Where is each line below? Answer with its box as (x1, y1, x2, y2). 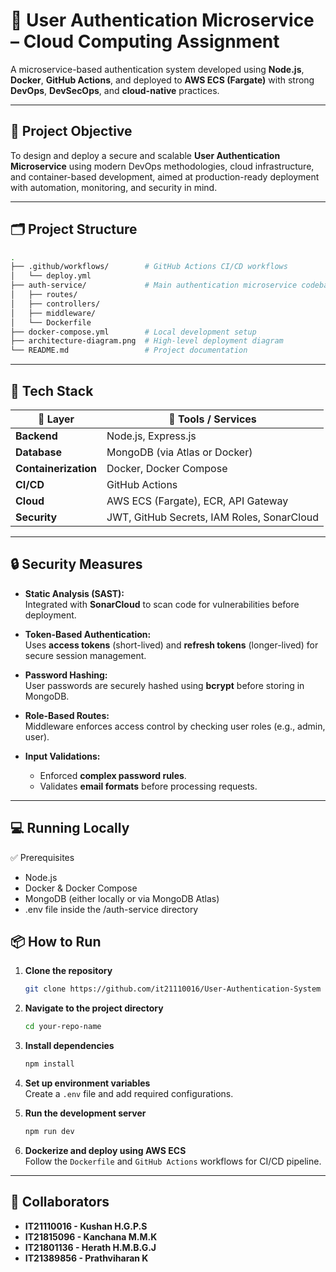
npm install (24, 1059, 75, 1069)
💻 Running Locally (10, 820, 130, 837)
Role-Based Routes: (24, 709, 110, 721)
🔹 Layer (37, 412, 75, 426)
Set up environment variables (24, 1077, 151, 1089)
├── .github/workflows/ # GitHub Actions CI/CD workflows (10, 262, 288, 272)
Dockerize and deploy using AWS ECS (24, 1144, 187, 1156)
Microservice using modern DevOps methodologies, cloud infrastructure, (10, 160, 315, 172)
